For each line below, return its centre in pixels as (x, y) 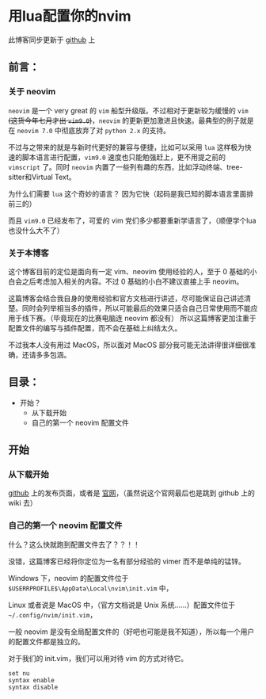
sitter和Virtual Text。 (42, 177)
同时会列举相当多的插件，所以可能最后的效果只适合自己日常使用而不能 (136, 308)
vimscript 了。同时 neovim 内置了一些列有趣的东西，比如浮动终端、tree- (125, 166)
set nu (19, 673)
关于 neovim (32, 92)
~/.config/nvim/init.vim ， (53, 614)
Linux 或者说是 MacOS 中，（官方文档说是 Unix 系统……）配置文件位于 (122, 605)
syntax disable (33, 687)
